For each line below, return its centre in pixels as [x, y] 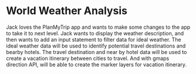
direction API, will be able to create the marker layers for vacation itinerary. [96, 64]
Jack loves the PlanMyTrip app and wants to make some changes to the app [98, 27]
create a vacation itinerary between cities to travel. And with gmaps [88, 58]
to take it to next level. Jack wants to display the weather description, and [95, 33]
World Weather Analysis [67, 11]
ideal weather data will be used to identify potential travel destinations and [96, 46]
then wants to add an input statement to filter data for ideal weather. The [94, 39]
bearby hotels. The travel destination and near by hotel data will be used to [97, 52]
